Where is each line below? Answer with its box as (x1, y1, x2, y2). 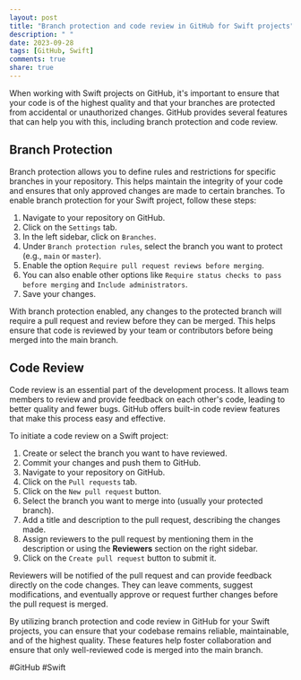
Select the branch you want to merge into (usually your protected (21, 495, 263, 506)
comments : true (9, 55, 66, 64)
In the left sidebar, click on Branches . (21, 231, 157, 242)
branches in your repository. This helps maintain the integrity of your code (9, 176, 284, 187)
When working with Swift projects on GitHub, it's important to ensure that (9, 87, 279, 99)
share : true (9, 64, 54, 73)
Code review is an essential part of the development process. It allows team (9, 384, 289, 395)
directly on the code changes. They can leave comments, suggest (9, 580, 254, 590)
